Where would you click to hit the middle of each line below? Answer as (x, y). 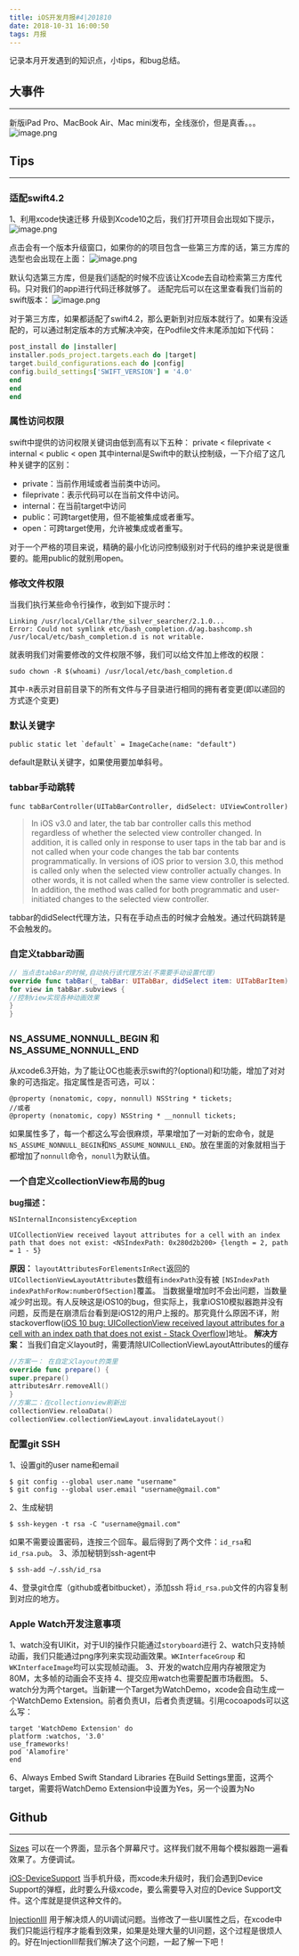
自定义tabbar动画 (47, 953)
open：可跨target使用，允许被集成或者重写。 (105, 528)
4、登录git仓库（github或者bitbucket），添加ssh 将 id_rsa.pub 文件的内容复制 (149, 1588)
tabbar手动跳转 (42, 788)
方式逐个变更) (34, 700)
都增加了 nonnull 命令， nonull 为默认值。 (82, 1156)
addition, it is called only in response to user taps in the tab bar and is (158, 842)
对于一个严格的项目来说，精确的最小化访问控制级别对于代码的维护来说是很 (145, 547)
